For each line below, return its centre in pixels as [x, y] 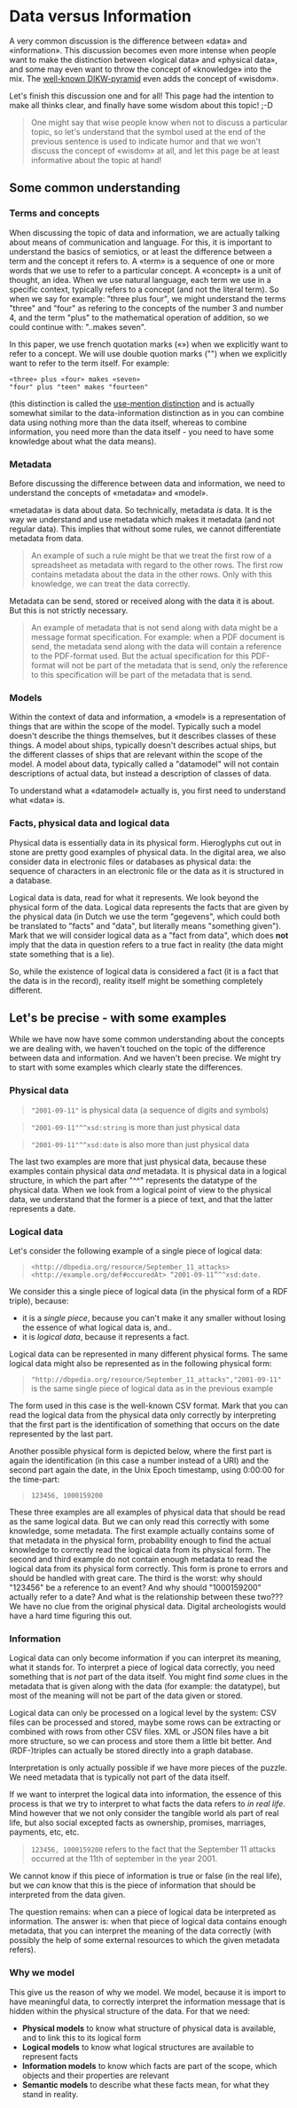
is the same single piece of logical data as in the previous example [152, 1388]
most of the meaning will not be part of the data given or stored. [126, 1695]
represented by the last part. [61, 1434]
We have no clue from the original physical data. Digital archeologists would [148, 1606]
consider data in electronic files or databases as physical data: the [130, 861]
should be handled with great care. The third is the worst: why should [136, 1577]
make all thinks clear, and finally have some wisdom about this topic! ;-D [141, 105]
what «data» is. [37, 800]
